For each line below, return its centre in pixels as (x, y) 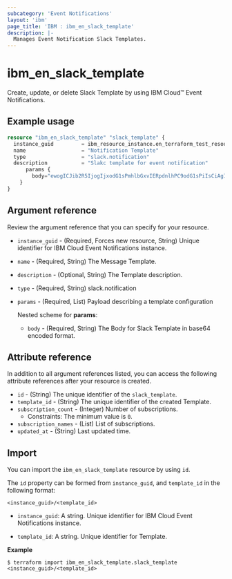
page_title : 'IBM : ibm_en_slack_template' (71, 26)
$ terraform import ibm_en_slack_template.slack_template (92, 563)
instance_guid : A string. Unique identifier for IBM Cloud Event (105, 516)
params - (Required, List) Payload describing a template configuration (115, 301)
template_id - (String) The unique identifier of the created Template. (114, 402)
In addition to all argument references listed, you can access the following (112, 374)
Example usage (41, 122)
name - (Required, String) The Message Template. (87, 261)
